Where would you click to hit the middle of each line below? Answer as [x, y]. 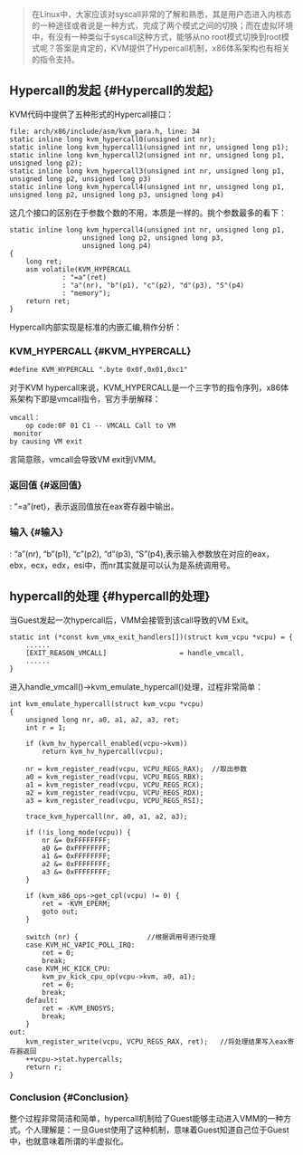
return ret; [48, 301]
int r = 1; [46, 728]
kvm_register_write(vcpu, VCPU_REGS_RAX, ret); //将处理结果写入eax [156, 1041]
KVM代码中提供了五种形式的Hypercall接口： [92, 114]
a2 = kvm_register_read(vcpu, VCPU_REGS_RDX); [115, 792]
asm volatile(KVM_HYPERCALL [78, 269]
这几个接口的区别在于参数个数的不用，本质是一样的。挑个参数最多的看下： [148, 213]
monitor [28, 434]
